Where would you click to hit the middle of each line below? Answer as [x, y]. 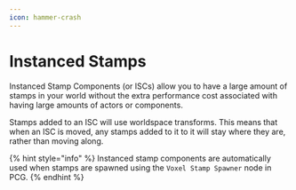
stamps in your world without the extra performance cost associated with [144, 95]
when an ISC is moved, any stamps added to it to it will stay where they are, [148, 131]
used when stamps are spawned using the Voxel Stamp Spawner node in [140, 167]
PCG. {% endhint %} [47, 177]
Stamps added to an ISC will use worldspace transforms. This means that [144, 122]
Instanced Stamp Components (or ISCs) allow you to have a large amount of [148, 86]
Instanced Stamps [78, 61]
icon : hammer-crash [45, 17]
